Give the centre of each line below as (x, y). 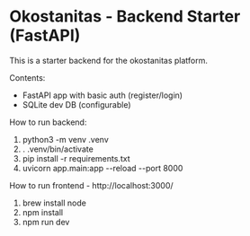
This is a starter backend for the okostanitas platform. (109, 60)
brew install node (54, 203)
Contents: (27, 77)
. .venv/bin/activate (58, 149)
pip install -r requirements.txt (76, 158)
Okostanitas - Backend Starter (125, 17)
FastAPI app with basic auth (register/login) (102, 95)
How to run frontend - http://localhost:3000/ (91, 185)
